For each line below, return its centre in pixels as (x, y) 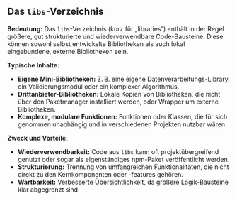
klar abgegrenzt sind (48, 189)
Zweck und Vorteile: (38, 138)
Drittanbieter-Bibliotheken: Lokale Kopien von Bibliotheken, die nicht (119, 94)
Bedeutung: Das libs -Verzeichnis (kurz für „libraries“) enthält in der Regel (116, 28)
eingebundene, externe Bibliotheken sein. (68, 51)
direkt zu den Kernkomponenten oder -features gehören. (100, 174)
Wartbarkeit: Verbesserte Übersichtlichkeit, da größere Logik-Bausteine (123, 182)
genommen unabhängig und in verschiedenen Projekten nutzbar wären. (122, 124)
